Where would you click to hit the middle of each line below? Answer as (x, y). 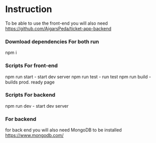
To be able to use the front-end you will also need (56, 23)
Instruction (29, 9)
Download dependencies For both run (52, 41)
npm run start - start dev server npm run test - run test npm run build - (78, 77)
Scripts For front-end (32, 65)
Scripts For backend (30, 95)
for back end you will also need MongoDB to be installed (63, 130)
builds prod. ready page (30, 82)
